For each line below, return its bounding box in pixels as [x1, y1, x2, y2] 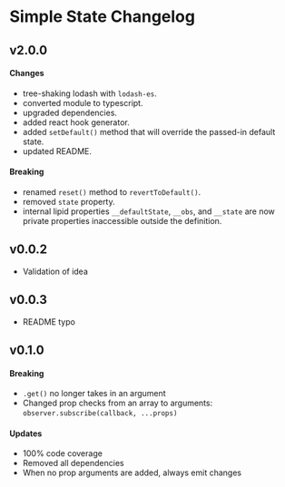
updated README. [22, 145, 93, 156]
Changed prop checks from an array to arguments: [22, 397, 213, 409]
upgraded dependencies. [22, 107, 118, 118]
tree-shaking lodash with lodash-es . [22, 88, 157, 99]
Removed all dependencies [22, 458, 124, 469]
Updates [9, 428, 43, 439]
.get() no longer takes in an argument [22, 388, 166, 399]
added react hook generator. [22, 116, 130, 128]
